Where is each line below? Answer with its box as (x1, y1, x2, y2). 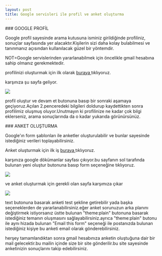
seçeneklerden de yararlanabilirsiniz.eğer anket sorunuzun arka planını (5, 204, 149, 210)
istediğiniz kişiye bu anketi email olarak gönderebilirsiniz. (5, 226, 120, 231)
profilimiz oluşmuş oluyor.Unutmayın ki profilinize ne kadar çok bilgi (5, 108, 141, 114)
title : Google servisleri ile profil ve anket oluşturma (5, 12, 124, 17)
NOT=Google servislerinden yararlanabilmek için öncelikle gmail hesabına (5, 55, 155, 60)
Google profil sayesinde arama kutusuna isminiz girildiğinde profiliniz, (5, 35, 146, 41)
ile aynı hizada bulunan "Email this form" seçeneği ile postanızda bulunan (5, 220, 153, 226)
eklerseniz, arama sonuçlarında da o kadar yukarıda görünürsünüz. (5, 114, 141, 119)
